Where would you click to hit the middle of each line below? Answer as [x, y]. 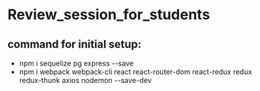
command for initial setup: [74, 44]
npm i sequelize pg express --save [76, 63]
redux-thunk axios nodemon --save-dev [85, 80]
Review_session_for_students [109, 15]
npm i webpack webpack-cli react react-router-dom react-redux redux [136, 72]
